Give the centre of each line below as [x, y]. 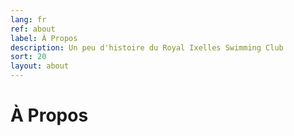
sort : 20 [28, 57]
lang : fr [28, 19]
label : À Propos [44, 38]
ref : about [33, 29]
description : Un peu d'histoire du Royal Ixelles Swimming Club [147, 47]
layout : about [40, 66]
